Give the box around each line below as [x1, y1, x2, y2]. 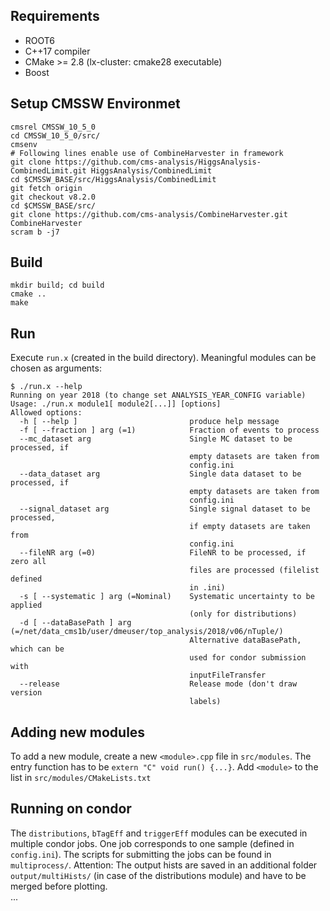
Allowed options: [10, 408, 83, 418]
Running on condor [10, 800, 132, 818]
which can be [10, 644, 65, 654]
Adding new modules [10, 724, 146, 741]
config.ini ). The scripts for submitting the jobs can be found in [10, 848, 272, 860]
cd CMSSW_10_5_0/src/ [10, 130, 101, 141]
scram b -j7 [10, 227, 60, 237]
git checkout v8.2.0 [10, 192, 97, 202]
